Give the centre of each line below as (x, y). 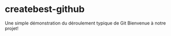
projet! (12, 28)
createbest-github (45, 9)
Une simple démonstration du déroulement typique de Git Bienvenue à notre (85, 23)
